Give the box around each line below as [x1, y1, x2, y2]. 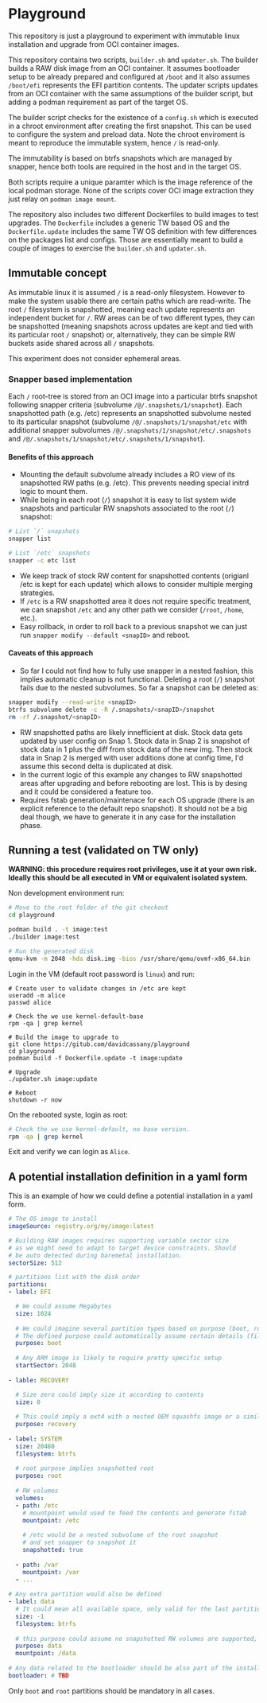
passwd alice [8, 998, 52, 1006]
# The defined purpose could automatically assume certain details [15, 1332, 244, 1340]
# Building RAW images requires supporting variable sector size [8, 1236, 229, 1245]
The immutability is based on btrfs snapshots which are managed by [8, 153, 233, 163]
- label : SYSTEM [8, 1435, 62, 1443]
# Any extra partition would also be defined [8, 1590, 161, 1599]
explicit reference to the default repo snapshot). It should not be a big [19, 803, 248, 813]
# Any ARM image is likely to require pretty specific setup [15, 1354, 222, 1363]
